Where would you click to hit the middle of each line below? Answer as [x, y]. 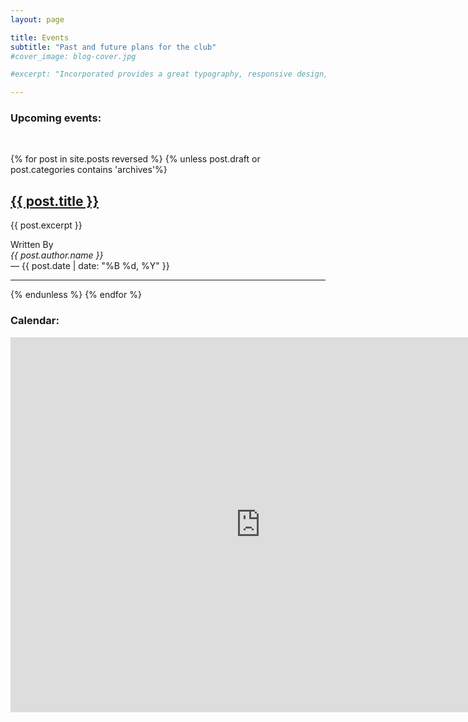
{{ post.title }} [55, 201]
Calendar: [35, 321]
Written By [32, 245]
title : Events [40, 37]
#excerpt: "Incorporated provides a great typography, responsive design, [169, 74]
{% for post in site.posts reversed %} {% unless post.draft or [135, 159]
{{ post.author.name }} [57, 255]
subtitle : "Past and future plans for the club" [113, 47]
